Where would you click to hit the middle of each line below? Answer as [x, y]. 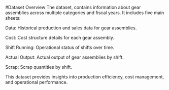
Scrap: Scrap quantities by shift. [39, 67]
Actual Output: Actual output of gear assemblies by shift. [64, 57]
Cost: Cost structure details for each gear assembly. [60, 38]
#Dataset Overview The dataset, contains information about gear [73, 7]
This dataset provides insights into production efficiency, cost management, [84, 77]
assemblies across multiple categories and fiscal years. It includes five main [85, 13]
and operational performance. [37, 82]
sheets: [13, 18]
